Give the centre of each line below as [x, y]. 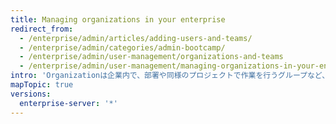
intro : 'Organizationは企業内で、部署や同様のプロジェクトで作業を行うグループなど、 [170, 76]
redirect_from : [42, 29]
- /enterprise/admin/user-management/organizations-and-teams [151, 57]
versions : [31, 94]
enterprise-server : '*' [68, 103]
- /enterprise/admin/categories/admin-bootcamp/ [122, 47]
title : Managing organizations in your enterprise [118, 19]
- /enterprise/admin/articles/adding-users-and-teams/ [136, 38]
